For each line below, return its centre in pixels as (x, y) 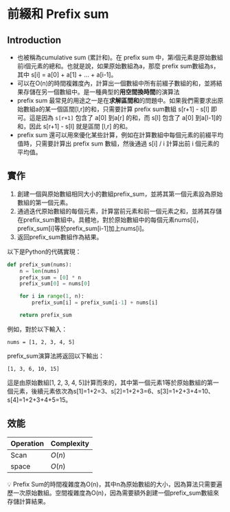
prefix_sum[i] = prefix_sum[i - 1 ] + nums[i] (95, 303)
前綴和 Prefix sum (58, 14)
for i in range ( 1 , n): (52, 296)
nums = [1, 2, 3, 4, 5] (41, 342)
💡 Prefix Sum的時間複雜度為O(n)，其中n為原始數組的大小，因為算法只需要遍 (115, 484)
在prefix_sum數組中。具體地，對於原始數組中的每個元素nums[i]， (110, 219)
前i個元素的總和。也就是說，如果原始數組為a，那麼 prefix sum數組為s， (118, 66)
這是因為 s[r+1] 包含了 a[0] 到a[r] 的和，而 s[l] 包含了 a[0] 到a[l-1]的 (125, 117)
